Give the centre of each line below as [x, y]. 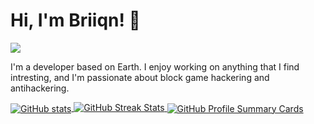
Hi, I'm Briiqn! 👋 [75, 20]
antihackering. [40, 88]
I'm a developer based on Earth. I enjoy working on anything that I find [155, 66]
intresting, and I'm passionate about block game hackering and [140, 77]
